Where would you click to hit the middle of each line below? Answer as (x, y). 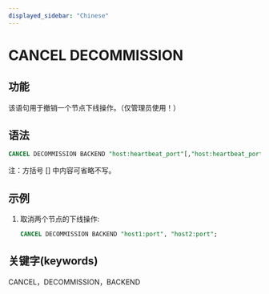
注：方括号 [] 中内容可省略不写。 (62, 171)
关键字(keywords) (53, 261)
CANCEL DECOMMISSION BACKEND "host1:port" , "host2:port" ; (118, 234)
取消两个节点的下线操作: (60, 219)
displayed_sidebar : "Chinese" (59, 16)
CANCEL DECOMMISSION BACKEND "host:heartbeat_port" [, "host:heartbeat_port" (137, 154)
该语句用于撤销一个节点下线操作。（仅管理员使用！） (94, 107)
